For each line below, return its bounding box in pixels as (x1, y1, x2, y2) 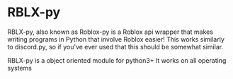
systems (7, 63, 32, 72)
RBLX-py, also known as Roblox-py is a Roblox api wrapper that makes (7, 28, 214, 36)
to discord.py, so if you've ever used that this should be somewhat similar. (7, 42, 224, 51)
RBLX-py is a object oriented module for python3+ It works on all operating (7, 56, 227, 64)
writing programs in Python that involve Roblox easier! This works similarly (7, 35, 225, 43)
